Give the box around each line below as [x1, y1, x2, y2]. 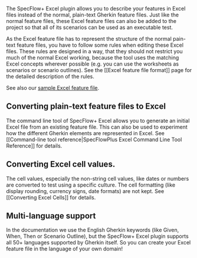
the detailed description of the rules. [6, 73, 94, 80]
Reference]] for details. [6, 142, 63, 149]
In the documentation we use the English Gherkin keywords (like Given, [6, 227, 179, 234]
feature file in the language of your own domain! [6, 245, 123, 253]
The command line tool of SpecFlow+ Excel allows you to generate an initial [6, 117, 190, 124]
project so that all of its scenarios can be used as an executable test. [6, 24, 173, 31]
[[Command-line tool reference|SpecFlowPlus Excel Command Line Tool [6, 136, 182, 143]
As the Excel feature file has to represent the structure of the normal [6, 35, 172, 42]
